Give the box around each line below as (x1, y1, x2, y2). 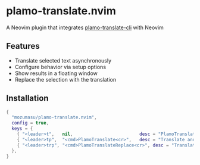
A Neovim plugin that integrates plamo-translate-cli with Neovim (6, 24, 164, 31)
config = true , (11, 120, 49, 126)
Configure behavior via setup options (14, 63, 106, 70)
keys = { (11, 126, 33, 132)
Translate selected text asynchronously (14, 57, 112, 64)
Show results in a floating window (14, 70, 98, 77)
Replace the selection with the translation (14, 76, 117, 83)
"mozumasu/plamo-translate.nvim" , (11, 114, 97, 120)
